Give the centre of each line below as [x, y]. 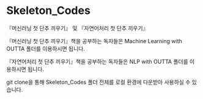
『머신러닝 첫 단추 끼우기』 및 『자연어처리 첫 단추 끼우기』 [77, 28]
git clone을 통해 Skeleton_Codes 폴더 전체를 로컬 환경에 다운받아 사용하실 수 [98, 82]
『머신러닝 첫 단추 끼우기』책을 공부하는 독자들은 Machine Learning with [94, 41]
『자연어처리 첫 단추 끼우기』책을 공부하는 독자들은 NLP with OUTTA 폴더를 [97, 61]
